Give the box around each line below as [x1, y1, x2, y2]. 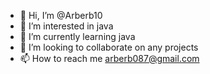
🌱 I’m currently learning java [19, 31, 136, 42]
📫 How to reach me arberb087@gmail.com [19, 53, 200, 64]
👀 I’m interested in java [19, 20, 114, 32]
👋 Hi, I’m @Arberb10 [19, 10, 103, 21]
